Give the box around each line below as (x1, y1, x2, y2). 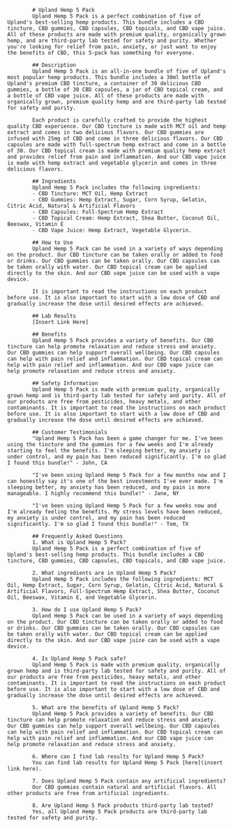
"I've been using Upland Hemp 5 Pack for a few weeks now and (32, 502, 217, 509)
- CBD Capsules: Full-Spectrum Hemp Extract (32, 208, 164, 215)
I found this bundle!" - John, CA (7, 459, 108, 466)
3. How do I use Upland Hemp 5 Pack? (32, 606, 142, 613)
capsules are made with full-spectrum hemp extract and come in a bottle (7, 141, 227, 148)
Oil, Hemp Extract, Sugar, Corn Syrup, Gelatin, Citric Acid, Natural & (7, 582, 223, 589)
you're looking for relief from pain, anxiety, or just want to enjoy (7, 43, 217, 50)
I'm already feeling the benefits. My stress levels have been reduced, (7, 508, 223, 515)
